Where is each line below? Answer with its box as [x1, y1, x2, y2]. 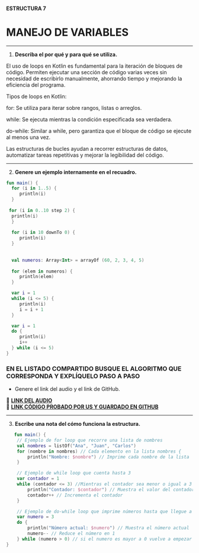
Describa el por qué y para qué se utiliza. [14, 50, 117, 58]
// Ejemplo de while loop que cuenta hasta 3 [17, 470, 131, 476]
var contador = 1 [17, 476, 60, 482]
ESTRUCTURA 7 [6, 5, 46, 12]
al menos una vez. [6, 134, 51, 141]
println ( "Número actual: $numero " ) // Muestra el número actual [27, 525, 190, 531]
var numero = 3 [17, 514, 54, 520]
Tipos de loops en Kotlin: [6, 93, 67, 100]
